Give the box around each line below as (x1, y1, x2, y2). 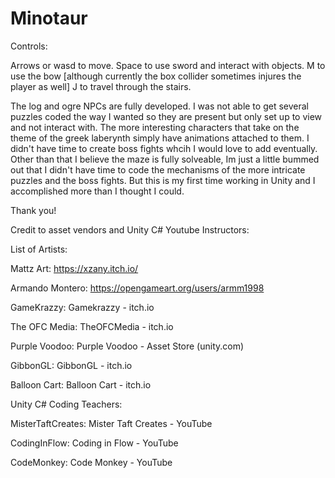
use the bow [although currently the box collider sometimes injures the (10, 70, 302, 82)
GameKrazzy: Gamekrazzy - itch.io (10, 301, 155, 313)
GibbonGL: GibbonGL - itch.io (10, 359, 133, 371)
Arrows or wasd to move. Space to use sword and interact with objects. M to (10, 59, 326, 71)
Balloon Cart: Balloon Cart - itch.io (10, 378, 152, 391)
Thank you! (10, 204, 57, 216)
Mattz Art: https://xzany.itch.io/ (10, 262, 139, 274)
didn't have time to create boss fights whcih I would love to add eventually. (10, 142, 318, 154)
